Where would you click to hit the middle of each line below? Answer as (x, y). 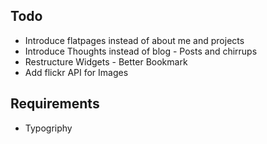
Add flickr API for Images (76, 72)
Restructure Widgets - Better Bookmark (106, 61)
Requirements (55, 104)
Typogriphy (48, 128)
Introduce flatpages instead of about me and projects (134, 40)
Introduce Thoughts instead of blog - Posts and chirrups (141, 51)
